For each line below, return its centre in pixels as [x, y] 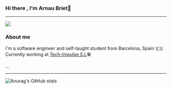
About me [18, 37]
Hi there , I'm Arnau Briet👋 [38, 8]
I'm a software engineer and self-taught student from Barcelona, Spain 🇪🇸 [84, 48]
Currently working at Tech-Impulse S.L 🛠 [48, 54]
